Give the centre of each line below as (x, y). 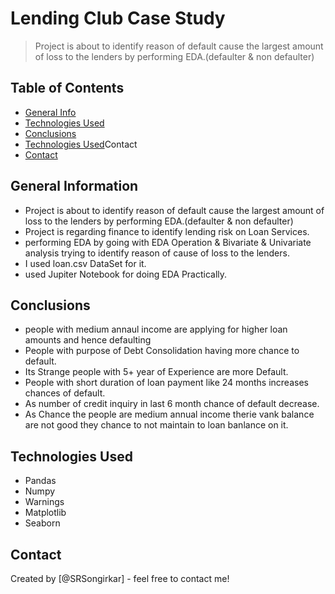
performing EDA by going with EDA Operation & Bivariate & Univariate (168, 242)
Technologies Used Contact (81, 144)
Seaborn (42, 523)
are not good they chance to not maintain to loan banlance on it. (156, 425)
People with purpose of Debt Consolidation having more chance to (162, 351)
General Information (74, 186)
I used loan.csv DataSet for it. (85, 263)
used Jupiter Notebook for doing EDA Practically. (126, 274)
